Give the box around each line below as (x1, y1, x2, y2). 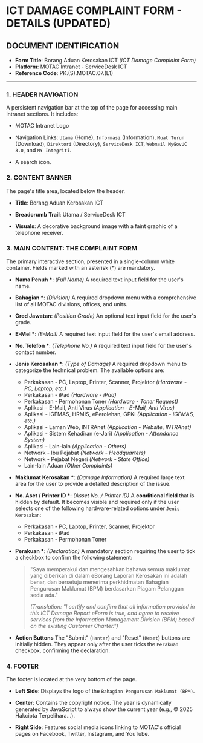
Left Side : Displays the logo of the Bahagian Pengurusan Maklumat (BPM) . (14, 687, 195, 695)
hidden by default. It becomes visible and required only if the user (14, 498, 179, 505)
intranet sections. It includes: (6, 110, 79, 118)
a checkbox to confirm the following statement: (14, 554, 133, 561)
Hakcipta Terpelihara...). (14, 712, 76, 719)
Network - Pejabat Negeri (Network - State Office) (24, 455, 150, 463)
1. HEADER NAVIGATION (6, 90, 79, 99)
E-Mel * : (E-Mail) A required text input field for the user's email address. (14, 330, 195, 338)
